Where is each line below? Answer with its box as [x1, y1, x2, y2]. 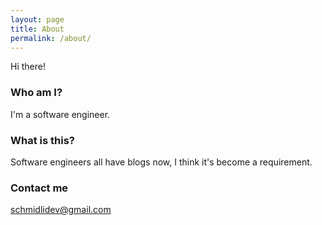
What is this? [10, 133, 75, 147]
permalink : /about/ [10, 33, 92, 43]
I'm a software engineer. [10, 108, 111, 120]
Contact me [10, 181, 69, 195]
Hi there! [10, 61, 46, 73]
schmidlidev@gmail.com [10, 204, 112, 216]
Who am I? [10, 86, 63, 100]
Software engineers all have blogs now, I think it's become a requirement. [10, 156, 313, 168]
